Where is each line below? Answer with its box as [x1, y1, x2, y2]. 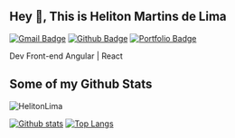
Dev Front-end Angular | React [9, 51, 124, 61]
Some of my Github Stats [9, 77, 153, 92]
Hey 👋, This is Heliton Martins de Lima [9, 9, 228, 24]
